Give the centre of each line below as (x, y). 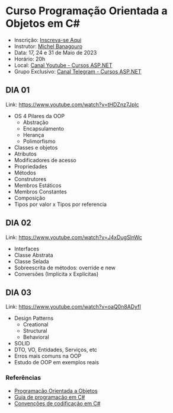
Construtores (30, 179)
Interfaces (27, 249)
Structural (35, 331)
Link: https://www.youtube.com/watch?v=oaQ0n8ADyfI (73, 307)
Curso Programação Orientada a (86, 11)
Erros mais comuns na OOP (48, 356)
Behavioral (36, 337)
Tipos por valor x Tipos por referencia (60, 204)
